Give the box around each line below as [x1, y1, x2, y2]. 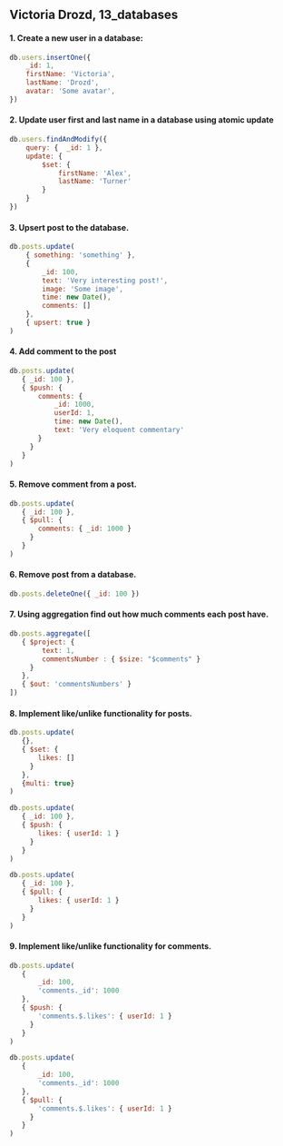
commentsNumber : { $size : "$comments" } [42, 654, 201, 664]
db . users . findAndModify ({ [9, 135, 107, 144]
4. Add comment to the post [9, 346, 117, 357]
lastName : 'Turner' [57, 177, 132, 186]
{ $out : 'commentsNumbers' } [21, 680, 132, 689]
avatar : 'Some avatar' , [25, 86, 116, 96]
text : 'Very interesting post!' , [42, 276, 169, 285]
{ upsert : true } [25, 318, 92, 327]
